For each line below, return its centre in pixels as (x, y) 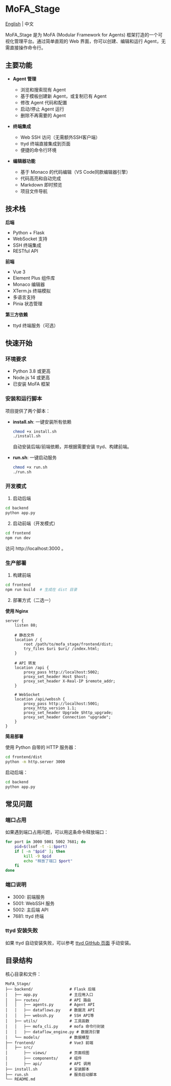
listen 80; (26, 625)
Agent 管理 (25, 79)
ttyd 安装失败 (22, 931)
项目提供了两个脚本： (28, 411)
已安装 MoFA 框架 (31, 384)
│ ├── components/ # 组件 (44, 1058)
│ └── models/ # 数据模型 (47, 1037)
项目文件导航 (34, 191)
